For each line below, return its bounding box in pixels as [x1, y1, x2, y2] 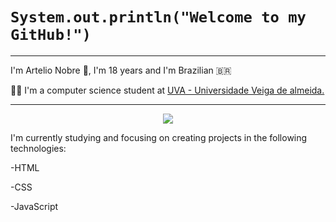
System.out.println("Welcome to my [10, 8, 307, 27]
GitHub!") [10, 26, 92, 45]
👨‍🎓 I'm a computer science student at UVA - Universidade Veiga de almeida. [10, 84, 325, 96]
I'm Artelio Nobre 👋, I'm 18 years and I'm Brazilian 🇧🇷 [10, 64, 232, 76]
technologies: [10, 142, 67, 154]
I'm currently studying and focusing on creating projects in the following [10, 131, 308, 143]
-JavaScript [10, 200, 59, 212]
